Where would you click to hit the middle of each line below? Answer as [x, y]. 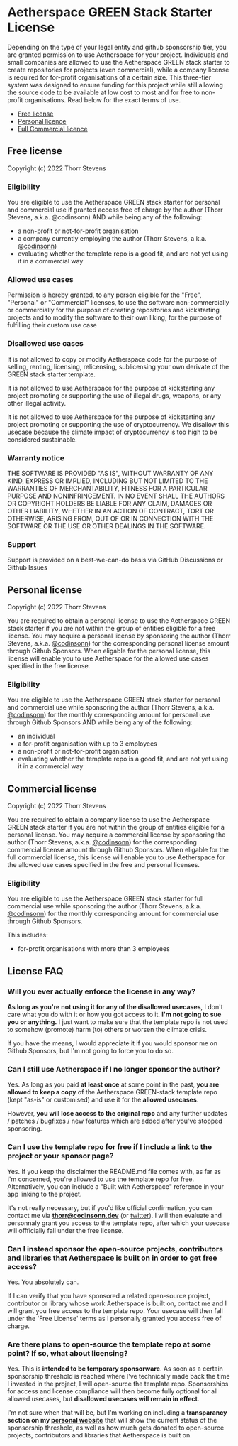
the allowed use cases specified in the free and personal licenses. [104, 865]
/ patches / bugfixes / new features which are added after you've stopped [115, 1121]
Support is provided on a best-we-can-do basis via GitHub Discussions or [115, 560]
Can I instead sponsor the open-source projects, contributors [115, 1249]
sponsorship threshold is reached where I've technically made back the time [119, 1376]
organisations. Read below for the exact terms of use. [103, 99]
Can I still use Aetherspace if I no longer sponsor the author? [114, 1070]
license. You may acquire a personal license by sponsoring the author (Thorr [119, 636]
